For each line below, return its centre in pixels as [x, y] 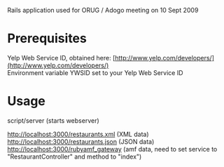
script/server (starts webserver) [53, 120]
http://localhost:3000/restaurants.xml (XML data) [78, 134]
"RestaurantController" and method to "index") [75, 156]
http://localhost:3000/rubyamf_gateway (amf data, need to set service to [112, 149]
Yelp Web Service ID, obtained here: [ [61, 58]
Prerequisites [47, 39]
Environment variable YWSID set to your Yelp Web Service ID [95, 72]
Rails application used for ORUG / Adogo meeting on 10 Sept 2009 [103, 10]
